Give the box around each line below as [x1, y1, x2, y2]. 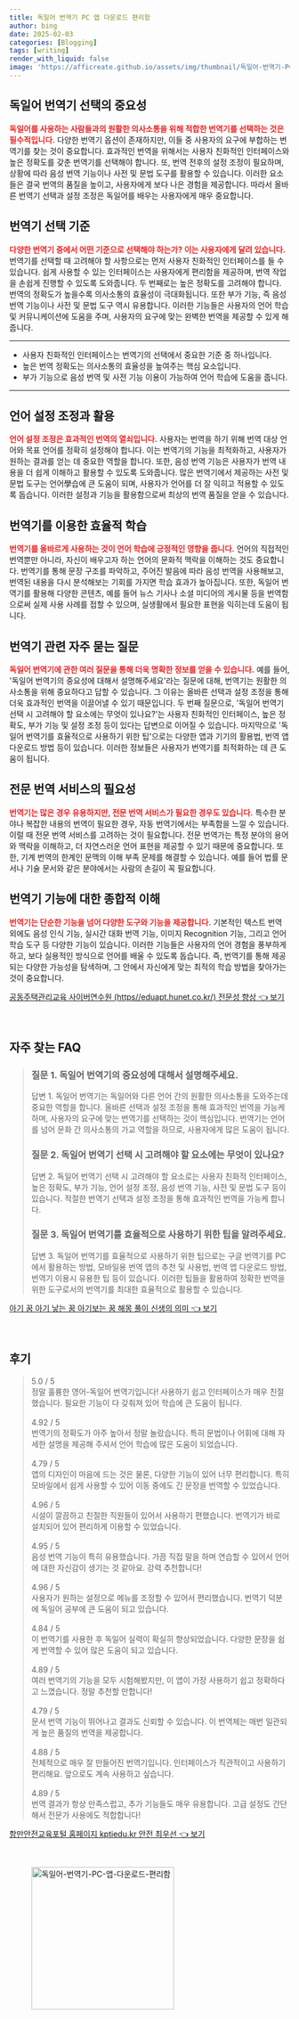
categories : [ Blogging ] [9, 37, 98, 47]
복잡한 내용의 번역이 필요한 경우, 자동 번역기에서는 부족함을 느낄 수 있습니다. [25, 818, 289, 829]
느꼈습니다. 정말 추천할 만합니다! [40, 1686, 153, 1696]
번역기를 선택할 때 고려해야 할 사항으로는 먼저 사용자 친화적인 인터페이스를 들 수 [9, 255, 285, 266]
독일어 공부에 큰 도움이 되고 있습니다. [40, 1603, 169, 1614]
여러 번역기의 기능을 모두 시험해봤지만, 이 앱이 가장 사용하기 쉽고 [30, 1674, 255, 1685]
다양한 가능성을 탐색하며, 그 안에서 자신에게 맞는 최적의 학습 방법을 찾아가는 [25, 961, 287, 972]
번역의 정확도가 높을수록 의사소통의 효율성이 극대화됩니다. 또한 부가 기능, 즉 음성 [9, 289, 287, 299]
